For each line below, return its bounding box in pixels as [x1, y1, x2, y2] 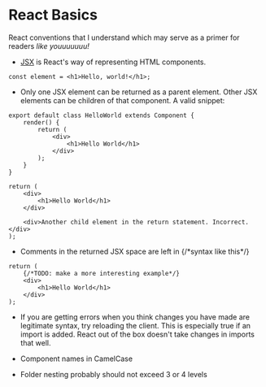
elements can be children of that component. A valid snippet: [20, 95, 225, 105]
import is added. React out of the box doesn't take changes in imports [20, 329, 255, 339]
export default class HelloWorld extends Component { [8, 111, 195, 120]
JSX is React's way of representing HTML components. [20, 57, 207, 67]
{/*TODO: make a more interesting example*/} [23, 269, 181, 277]
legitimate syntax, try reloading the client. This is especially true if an [20, 320, 251, 330]
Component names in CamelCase [20, 354, 133, 363]
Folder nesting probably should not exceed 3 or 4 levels [20, 369, 207, 379]
